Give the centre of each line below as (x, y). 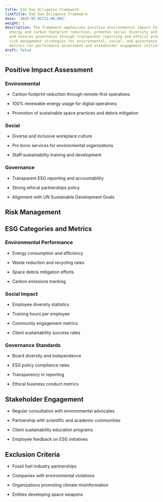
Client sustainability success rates (46, 333)
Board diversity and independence (47, 356)
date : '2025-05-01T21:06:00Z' (36, 18)
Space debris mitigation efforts (43, 272)
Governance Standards (33, 345)
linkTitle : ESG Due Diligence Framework (47, 14)
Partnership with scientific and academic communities (66, 420)
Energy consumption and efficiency (48, 253)
